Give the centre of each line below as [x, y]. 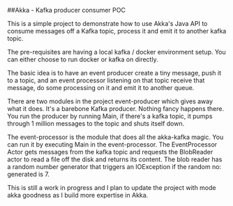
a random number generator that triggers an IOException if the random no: [114, 167]
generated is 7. [29, 174]
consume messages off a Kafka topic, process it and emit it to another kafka [117, 31]
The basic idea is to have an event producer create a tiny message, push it [114, 73]
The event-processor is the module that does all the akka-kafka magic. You [115, 137]
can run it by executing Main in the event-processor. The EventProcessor [112, 145]
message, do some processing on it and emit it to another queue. [101, 88]
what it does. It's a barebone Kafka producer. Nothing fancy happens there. [116, 109]
